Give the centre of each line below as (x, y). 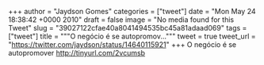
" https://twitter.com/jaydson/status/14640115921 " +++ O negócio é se (122, 45)
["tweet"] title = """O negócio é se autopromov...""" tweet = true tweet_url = (132, 36)
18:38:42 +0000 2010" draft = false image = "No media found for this (121, 20)
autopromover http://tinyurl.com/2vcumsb (77, 53)
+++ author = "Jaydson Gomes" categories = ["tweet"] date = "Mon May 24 (132, 11)
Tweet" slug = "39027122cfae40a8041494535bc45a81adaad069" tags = (128, 28)
